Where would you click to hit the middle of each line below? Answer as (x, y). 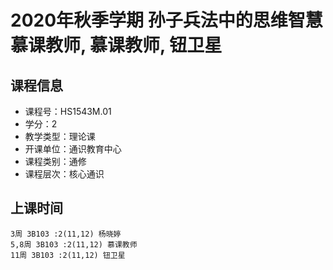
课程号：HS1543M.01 (68, 111)
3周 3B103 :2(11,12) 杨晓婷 (66, 234)
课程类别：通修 (55, 161)
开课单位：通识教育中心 (73, 149)
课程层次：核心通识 (64, 174)
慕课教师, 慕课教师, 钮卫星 (116, 45)
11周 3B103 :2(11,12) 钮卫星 (68, 255)
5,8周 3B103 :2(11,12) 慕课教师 (74, 244)
